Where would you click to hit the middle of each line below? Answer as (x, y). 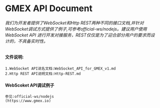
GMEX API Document (49, 9)
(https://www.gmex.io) (28, 101)
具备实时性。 (35, 41)
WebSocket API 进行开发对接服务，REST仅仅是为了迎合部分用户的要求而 (78, 35)
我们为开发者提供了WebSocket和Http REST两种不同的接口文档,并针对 (74, 23)
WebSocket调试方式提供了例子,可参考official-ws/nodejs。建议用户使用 (76, 29)
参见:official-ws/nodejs (30, 97)
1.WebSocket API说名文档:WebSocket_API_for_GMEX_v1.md (60, 69)
